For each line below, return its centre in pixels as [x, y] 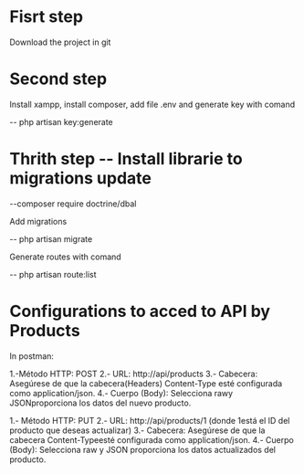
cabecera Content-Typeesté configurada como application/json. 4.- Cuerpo [152, 439]
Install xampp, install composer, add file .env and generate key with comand [152, 104]
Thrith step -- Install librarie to [126, 159]
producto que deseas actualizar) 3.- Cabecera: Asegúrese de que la [137, 430]
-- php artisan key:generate [62, 121]
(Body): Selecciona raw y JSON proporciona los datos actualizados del [143, 449]
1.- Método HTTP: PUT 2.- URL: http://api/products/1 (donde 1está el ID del [150, 420]
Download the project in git [60, 42]
